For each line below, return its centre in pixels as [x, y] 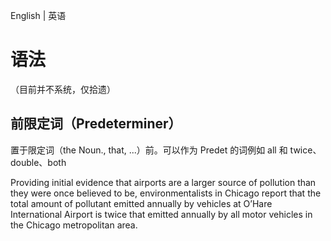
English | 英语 [38, 15]
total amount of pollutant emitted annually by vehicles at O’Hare [141, 203]
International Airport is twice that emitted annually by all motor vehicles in [161, 214]
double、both [38, 162]
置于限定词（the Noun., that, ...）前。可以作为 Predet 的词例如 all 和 [149, 150]
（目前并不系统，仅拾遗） [63, 89]
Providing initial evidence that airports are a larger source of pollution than [163, 182]
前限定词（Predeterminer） [96, 124]
